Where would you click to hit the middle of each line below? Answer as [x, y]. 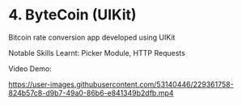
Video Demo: [30, 68]
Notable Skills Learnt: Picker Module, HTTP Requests [97, 53]
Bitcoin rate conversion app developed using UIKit [92, 37]
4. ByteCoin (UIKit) [72, 15]
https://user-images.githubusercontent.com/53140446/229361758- [121, 84]
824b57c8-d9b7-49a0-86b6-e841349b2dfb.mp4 [91, 93]
